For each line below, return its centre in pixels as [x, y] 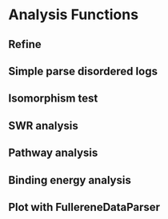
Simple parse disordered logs [83, 71]
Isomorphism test [53, 99]
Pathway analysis [53, 153]
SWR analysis [43, 125]
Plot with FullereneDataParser [84, 207]
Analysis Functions [73, 15]
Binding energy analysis [70, 180]
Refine [25, 44]
